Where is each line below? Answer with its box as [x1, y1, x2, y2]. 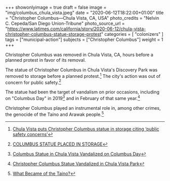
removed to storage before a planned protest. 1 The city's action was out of [5, 72, 161, 79]
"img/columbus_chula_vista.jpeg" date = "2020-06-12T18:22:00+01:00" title [5, 10, 164, 16]
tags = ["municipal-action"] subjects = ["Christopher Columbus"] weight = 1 [5, 36, 163, 42]
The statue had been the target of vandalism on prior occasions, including [5, 89, 159, 95]
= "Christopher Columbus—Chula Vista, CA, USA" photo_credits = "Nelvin [5, 15, 159, 21]
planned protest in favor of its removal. [5, 57, 86, 63]
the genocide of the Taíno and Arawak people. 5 [5, 110, 104, 117]
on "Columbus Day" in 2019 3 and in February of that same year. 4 [5, 95, 140, 101]
